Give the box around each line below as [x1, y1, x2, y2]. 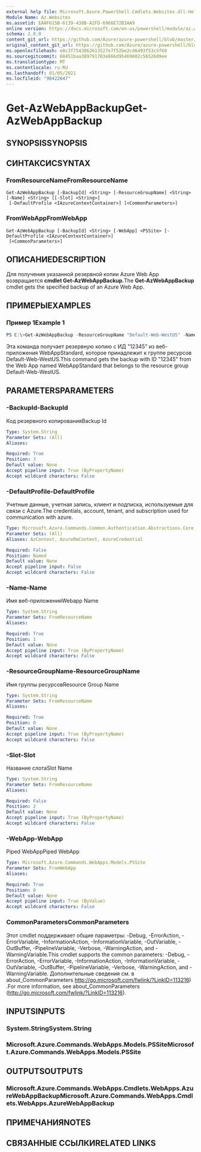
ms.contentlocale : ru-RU [6, 64, 68, 71]
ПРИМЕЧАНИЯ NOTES [6, 1118, 91, 1128]
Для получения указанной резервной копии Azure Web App [6, 270, 160, 277]
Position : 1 [6, 636, 36, 642]
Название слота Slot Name [6, 764, 73, 772]
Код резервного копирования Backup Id [6, 417, 106, 424]
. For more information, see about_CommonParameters [6, 982, 140, 990]
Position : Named [6, 552, 47, 559]
